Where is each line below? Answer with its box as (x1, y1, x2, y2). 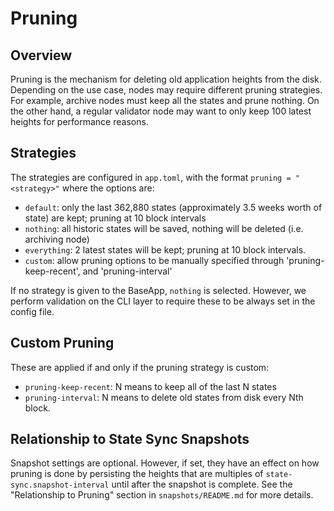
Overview (10, 47, 73, 64)
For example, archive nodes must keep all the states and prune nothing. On (10, 95, 320, 106)
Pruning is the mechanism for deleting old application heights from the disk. (10, 73, 322, 85)
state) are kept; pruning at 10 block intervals (24, 212, 207, 224)
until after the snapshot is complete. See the (111, 478, 293, 491)
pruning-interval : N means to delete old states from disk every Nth (24, 391, 304, 403)
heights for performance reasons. (10, 116, 149, 127)
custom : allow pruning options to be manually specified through (24, 254, 285, 266)
